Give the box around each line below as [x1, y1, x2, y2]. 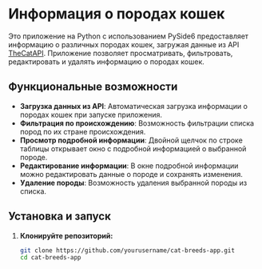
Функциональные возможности [8, 80, 178, 94]
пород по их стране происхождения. [19, 126, 146, 136]
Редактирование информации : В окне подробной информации [19, 161, 239, 171]
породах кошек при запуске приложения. [19, 110, 162, 119]
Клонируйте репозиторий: [19, 231, 113, 240]
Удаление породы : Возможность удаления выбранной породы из [19, 178, 248, 187]
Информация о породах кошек [8, 5, 225, 23]
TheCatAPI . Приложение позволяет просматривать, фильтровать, [8, 48, 233, 58]
